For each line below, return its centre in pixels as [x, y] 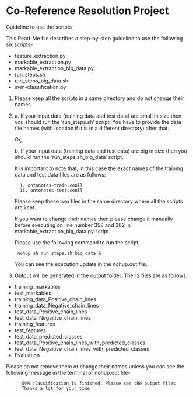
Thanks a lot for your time [56, 388]
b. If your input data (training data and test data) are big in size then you [101, 151]
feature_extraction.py [40, 56]
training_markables [37, 286]
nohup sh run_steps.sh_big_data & [59, 253]
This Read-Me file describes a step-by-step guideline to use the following [94, 38]
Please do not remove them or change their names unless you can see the [95, 366]
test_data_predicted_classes [48, 336]
